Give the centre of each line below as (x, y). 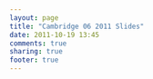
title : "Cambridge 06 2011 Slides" (77, 26)
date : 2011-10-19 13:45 (55, 35)
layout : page (34, 18)
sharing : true (36, 52)
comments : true (38, 43)
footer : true (34, 60)
